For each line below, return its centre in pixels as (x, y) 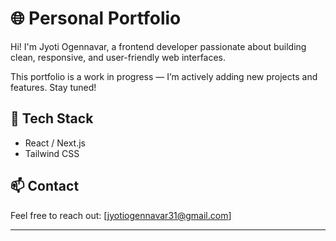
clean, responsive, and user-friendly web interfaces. (118, 57)
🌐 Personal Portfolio (96, 18)
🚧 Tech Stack (52, 118)
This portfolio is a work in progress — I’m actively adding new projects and (164, 76)
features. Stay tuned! (53, 87)
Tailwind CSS (52, 153)
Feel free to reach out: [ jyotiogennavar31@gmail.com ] (121, 215)
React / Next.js (55, 143)
